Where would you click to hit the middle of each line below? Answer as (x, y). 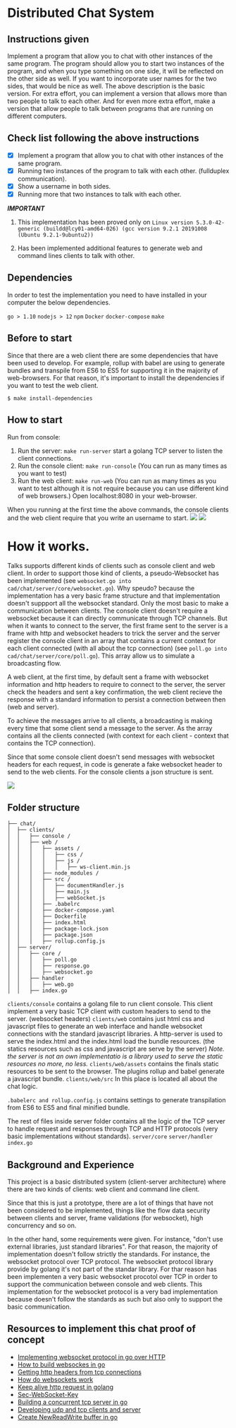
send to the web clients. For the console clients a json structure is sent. (111, 772)
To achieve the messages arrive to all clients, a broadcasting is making (110, 721)
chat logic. (23, 1087)
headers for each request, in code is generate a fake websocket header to (115, 765)
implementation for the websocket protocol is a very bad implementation (113, 1292)
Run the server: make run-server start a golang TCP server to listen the (120, 451)
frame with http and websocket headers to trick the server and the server (114, 633)
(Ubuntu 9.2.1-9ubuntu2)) (55, 235)
